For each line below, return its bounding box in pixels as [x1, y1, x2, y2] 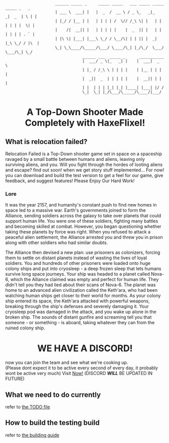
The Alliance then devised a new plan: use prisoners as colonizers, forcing [5, 250, 160, 256]
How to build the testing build [5, 419, 100, 427]
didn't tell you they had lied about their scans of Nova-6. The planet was [5, 282, 156, 288]
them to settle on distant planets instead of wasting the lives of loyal [5, 255, 147, 261]
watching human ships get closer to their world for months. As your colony [5, 293, 161, 299]
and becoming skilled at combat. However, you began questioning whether [5, 223, 162, 229]
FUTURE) [5, 376, 25, 382]
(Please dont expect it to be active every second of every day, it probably [5, 365, 158, 371]
